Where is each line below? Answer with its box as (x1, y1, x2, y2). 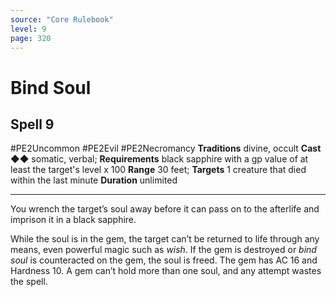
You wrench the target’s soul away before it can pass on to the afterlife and (10, 203, 320, 215)
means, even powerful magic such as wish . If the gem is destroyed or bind (10, 244, 317, 256)
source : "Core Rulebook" (10, 14, 114, 25)
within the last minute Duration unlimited (10, 174, 178, 186)
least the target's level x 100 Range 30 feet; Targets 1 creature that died (10, 164, 307, 176)
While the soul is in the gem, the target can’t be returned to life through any (10, 233, 320, 245)
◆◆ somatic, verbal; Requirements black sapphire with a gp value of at (10, 153, 309, 165)
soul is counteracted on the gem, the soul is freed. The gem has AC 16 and (10, 254, 318, 266)
